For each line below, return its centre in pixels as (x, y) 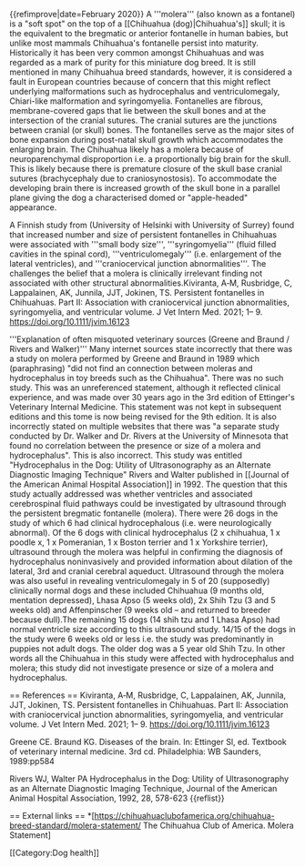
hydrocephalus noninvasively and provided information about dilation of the (151, 561)
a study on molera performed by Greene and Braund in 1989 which (135, 358)
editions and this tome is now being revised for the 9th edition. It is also (143, 417)
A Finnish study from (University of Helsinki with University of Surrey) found (152, 225)
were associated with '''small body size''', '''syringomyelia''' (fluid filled (143, 244)
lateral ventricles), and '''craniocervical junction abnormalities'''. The (138, 263)
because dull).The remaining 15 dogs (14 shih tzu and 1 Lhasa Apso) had (145, 620)
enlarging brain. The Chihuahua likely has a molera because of (127, 149)
